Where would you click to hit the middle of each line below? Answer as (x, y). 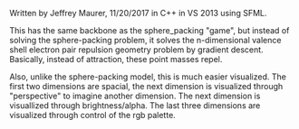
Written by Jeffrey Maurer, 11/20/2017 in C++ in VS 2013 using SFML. (138, 13)
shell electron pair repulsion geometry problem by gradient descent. (137, 50)
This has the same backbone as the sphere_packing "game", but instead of (149, 30)
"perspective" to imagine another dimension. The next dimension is (135, 96)
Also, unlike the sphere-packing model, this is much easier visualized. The (148, 77)
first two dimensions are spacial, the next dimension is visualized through (146, 86)
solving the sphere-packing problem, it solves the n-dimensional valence (145, 40)
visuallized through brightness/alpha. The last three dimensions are (135, 106)
